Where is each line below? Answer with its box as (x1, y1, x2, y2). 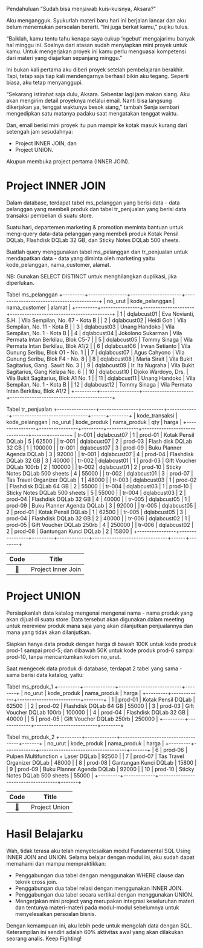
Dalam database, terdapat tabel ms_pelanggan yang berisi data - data (6, 199, 180, 206)
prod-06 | (163, 746, 187, 753)
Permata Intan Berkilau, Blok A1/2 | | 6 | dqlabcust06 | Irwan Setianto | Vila (6, 342, 191, 350)
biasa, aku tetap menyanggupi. (6, 79, 83, 86)
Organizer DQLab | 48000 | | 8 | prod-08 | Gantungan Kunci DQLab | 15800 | (6, 759, 197, 766)
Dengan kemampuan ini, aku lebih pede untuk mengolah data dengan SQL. (6, 922, 193, 929)
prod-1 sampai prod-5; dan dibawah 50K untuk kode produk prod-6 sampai (6, 647, 194, 654)
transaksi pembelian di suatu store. (6, 212, 94, 219)
